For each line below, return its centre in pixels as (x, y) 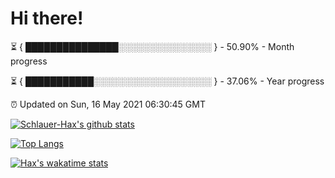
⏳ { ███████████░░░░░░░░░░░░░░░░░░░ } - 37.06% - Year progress (167, 81)
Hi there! (47, 18)
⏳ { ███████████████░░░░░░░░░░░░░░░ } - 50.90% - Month (152, 46)
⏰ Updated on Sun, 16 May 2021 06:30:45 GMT (108, 104)
